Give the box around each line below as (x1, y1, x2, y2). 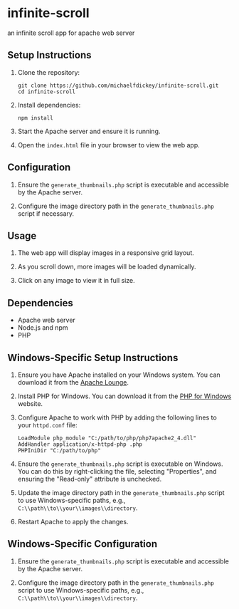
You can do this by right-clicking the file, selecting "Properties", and (17, 467, 217, 475)
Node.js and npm (17, 323, 68, 332)
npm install (17, 114, 53, 122)
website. (17, 400, 43, 407)
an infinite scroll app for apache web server (7, 28, 135, 37)
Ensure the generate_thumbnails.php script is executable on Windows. (17, 459, 223, 468)
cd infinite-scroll (17, 88, 76, 95)
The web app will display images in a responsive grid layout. (17, 249, 194, 257)
